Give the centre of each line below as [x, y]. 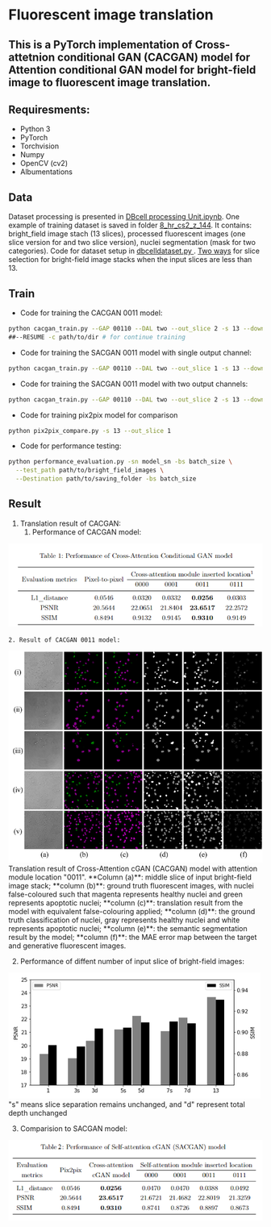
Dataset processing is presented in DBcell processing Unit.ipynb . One [124, 217]
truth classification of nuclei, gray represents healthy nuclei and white [124, 920]
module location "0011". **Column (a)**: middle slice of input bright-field [130, 877]
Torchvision [39, 146]
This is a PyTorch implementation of [100, 45]
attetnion [32, 57]
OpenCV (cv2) [44, 164]
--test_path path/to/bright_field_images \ [90, 470]
